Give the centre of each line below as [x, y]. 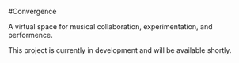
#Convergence [32, 11]
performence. [30, 35]
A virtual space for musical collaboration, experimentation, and [110, 26]
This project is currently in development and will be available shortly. [120, 50]
